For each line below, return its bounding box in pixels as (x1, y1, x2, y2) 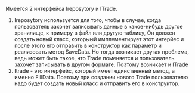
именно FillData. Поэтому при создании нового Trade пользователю (14, 74, 188, 80)
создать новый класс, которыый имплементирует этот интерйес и (14, 36, 184, 42)
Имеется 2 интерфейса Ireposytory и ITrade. (5, 5, 117, 12)
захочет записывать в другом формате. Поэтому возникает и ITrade (14, 61, 188, 68)
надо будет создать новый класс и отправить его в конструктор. (14, 80, 180, 87)
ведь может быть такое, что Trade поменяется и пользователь (14, 55, 175, 61)
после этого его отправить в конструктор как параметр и (14, 42, 162, 49)
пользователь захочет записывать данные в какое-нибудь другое (14, 23, 183, 30)
